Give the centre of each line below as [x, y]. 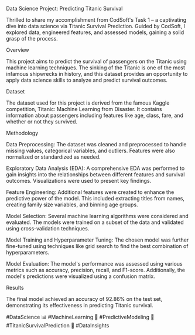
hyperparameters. [28, 252]
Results [15, 288]
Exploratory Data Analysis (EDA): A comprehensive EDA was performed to [95, 168]
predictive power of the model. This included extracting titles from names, [95, 198]
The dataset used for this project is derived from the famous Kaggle [88, 103]
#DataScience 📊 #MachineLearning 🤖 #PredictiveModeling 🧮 [80, 317]
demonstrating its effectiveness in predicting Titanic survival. [80, 305]
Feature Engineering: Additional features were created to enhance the [90, 192]
